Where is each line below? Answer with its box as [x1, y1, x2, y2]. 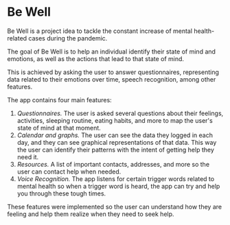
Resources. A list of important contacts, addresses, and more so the [16, 160, 210, 168]
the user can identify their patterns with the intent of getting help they [16, 145, 215, 154]
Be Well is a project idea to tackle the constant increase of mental [7, 27, 193, 35]
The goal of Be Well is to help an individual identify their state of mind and [7, 47, 216, 56]
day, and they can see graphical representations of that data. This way [16, 138, 217, 146]
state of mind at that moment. [16, 123, 101, 132]
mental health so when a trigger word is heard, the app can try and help [16, 182, 220, 190]
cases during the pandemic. [28, 34, 108, 42]
